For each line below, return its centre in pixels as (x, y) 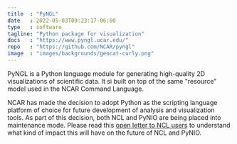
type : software (35, 27)
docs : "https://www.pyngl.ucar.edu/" (68, 40)
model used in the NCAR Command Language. (76, 89)
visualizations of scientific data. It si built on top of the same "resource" (112, 81)
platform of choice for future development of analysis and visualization (111, 110)
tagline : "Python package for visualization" (76, 34)
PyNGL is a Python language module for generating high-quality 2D (106, 73)
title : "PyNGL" (33, 14)
